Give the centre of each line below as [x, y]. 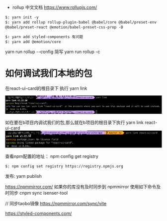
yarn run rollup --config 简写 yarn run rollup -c [53, 52]
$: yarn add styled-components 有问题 [44, 37]
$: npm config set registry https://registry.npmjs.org [64, 166]
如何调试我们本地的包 [49, 74]
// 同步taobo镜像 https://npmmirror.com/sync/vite [56, 203]
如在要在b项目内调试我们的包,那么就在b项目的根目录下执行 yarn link [75, 122]
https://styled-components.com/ [39, 213]
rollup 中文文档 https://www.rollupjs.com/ [55, 7]
